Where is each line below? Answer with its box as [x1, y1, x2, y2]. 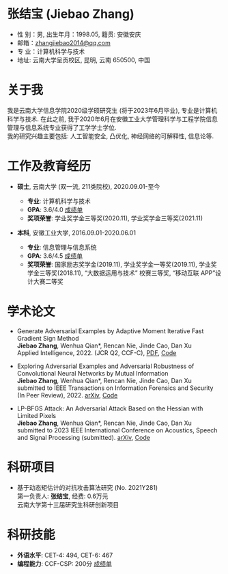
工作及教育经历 [7, 159, 91, 174]
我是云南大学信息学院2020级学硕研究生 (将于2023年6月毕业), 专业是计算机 [7, 106, 218, 114]
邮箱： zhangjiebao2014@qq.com [16, 38, 111, 47]
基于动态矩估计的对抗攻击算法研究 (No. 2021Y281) [16, 483, 158, 491]
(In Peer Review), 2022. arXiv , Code [16, 391, 118, 399]
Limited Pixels [16, 411, 57, 419]
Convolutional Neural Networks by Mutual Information [16, 369, 169, 377]
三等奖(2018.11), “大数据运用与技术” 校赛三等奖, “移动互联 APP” [39, 268, 216, 277]
